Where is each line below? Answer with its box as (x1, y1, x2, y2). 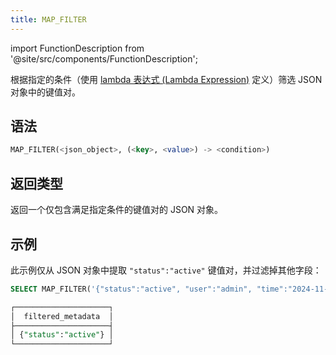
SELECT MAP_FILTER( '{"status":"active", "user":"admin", (10, 284, 253, 294)
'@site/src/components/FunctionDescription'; (10, 52, 198, 65)
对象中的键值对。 (10, 86, 81, 98)
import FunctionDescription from (10, 42, 145, 54)
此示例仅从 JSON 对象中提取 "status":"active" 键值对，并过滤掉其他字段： (10, 264, 322, 276)
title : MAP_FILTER (10, 14, 87, 25)
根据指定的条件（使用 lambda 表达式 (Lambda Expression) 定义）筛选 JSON (10, 73, 323, 85)
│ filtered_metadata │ (10, 311, 114, 321)
